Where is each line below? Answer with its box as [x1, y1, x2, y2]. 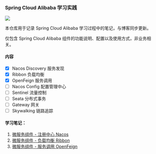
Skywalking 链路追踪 [12, 108, 53, 113]
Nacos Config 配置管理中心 [12, 83, 66, 89]
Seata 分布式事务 [12, 95, 46, 101]
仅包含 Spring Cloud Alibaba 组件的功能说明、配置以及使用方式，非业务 [5, 35, 147, 42]
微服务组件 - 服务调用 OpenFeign [12, 144, 78, 150]
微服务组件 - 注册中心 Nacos [12, 132, 69, 138]
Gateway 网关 [12, 102, 40, 108]
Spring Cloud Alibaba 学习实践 [5, 4, 77, 11]
